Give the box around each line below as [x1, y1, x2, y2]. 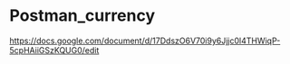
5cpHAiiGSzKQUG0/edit [9, 44, 100, 55]
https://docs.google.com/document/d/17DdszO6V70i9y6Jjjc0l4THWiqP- [9, 35, 281, 46]
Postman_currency [9, 5, 156, 26]
